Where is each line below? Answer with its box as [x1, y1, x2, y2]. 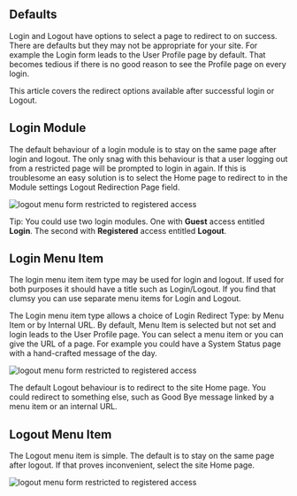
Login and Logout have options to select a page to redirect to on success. [9, 30, 278, 41]
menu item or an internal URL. [9, 401, 118, 412]
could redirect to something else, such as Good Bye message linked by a [9, 391, 275, 402]
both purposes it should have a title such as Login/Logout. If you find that [9, 283, 277, 295]
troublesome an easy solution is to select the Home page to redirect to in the [9, 172, 288, 182]
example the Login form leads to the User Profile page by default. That [9, 49, 266, 60]
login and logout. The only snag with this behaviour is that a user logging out [9, 153, 288, 164]
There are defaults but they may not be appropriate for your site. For [9, 40, 258, 50]
